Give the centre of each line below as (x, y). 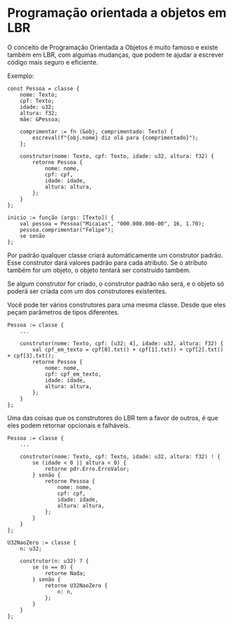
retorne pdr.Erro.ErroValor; (87, 469)
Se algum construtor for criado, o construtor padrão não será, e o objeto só (116, 284)
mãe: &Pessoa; (40, 119)
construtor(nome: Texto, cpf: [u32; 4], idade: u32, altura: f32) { (122, 343)
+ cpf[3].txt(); (31, 356)
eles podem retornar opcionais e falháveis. (69, 425)
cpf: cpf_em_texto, (73, 374)
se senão (33, 236)
